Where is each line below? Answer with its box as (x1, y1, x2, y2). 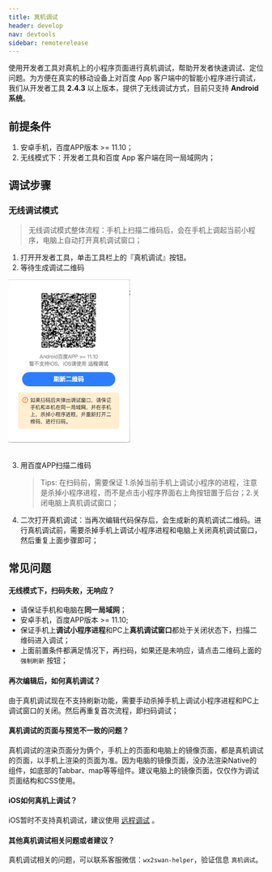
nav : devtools (8, 30, 57, 38)
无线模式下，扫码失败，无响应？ (8, 585, 115, 595)
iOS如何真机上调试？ (8, 796, 78, 805)
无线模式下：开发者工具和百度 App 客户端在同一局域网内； (19, 152, 216, 162)
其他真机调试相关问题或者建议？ (8, 835, 115, 845)
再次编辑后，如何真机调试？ (8, 676, 101, 685)
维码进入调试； (19, 635, 70, 645)
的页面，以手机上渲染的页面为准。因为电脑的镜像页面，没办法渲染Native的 (8, 755, 257, 765)
